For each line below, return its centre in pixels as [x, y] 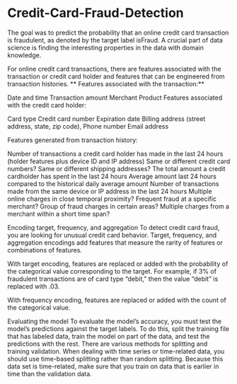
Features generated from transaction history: [73, 140]
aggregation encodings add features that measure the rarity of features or [115, 243]
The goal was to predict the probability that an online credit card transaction [118, 33]
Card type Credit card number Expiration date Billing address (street [106, 119]
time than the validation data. [50, 373]
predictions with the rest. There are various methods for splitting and [108, 344]
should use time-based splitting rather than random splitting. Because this [115, 359]
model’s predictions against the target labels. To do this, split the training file [118, 328]
